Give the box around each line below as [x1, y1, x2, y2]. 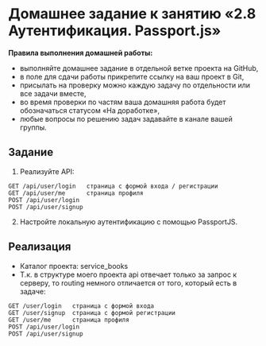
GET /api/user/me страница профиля [8, 189, 145, 197]
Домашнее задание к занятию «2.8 [8, 5, 256, 23]
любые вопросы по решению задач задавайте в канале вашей [19, 114, 233, 123]
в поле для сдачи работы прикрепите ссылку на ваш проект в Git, [19, 72, 245, 81]
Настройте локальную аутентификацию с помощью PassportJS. [19, 216, 238, 227]
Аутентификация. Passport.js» [8, 21, 222, 40]
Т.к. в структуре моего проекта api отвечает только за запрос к [19, 270, 237, 279]
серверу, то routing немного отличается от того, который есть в [19, 278, 237, 287]
